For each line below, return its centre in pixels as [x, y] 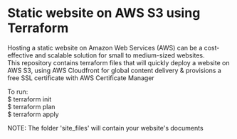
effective [20, 55]
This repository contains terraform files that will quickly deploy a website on [118, 62]
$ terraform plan [31, 106]
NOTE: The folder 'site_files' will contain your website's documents [106, 128]
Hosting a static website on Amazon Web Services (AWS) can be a [105, 48]
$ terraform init [30, 99]
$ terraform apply [33, 114]
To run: [18, 91]
